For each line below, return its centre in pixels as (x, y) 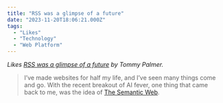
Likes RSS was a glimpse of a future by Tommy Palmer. (85, 64)
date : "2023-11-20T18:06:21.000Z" (57, 20)
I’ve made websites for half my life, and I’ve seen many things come (120, 78)
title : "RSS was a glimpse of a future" (66, 13)
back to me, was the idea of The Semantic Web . (92, 92)
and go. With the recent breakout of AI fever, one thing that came (116, 85)
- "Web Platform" (38, 45)
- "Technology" (35, 39)
